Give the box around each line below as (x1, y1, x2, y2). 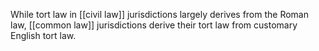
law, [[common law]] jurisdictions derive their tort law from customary (10, 19, 298, 31)
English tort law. (10, 30, 77, 41)
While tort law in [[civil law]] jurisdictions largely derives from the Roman (10, 9, 310, 20)
